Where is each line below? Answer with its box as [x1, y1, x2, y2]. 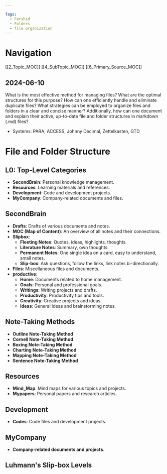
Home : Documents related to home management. [20, 276, 122, 282]
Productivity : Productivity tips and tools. [20, 292, 104, 298]
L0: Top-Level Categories [5, 166, 87, 174]
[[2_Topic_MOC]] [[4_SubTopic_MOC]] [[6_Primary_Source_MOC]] [5, 64, 142, 70]
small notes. [20, 255, 45, 261]
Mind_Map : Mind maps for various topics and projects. [12, 385, 126, 392]
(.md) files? [5, 118, 29, 125]
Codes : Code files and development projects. [12, 419, 107, 425]
